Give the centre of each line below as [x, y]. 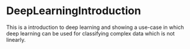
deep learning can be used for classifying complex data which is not [91, 33]
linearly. [16, 40]
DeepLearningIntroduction [74, 11]
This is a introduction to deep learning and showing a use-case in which [95, 27]
